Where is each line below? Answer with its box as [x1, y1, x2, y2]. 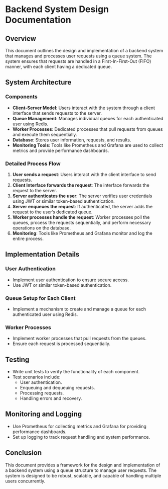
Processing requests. [20, 390, 64, 396]
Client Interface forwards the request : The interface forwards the [12, 182, 149, 188]
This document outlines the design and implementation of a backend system [5, 48, 163, 53]
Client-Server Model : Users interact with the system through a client [12, 105, 155, 111]
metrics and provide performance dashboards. [12, 147, 109, 153]
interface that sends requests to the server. [12, 110, 102, 116]
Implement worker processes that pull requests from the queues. [12, 336, 147, 342]
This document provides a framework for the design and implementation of [5, 462, 160, 468]
